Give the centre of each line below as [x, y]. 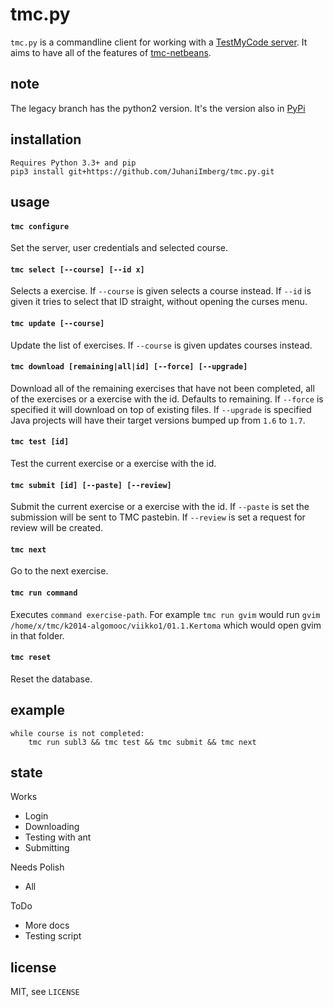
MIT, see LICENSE [45, 992]
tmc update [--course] [57, 323]
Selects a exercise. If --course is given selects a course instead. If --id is [161, 291]
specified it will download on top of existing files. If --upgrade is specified [161, 409]
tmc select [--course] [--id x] [77, 269]
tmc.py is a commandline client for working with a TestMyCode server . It [159, 42]
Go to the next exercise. [59, 571]
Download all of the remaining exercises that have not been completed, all [162, 388]
